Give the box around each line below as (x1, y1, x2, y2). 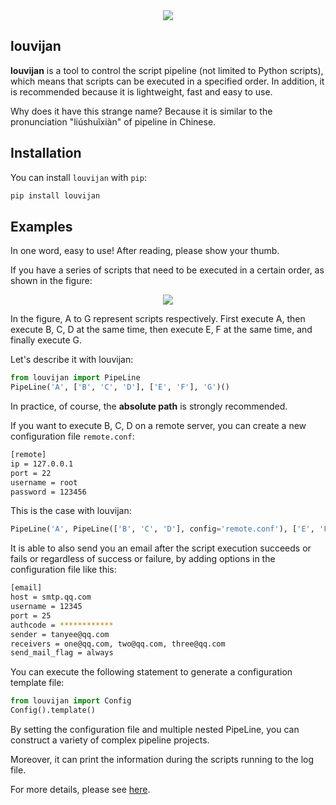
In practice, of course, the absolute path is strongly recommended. (10, 400, 288, 413)
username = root (10, 477, 78, 488)
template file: (10, 677, 65, 689)
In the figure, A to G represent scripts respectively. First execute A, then (10, 313, 306, 325)
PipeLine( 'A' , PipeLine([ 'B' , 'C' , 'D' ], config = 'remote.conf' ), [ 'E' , (10, 524, 315, 534)
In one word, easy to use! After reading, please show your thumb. (10, 245, 280, 257)
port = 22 (10, 468, 52, 478)
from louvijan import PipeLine (10, 373, 141, 383)
